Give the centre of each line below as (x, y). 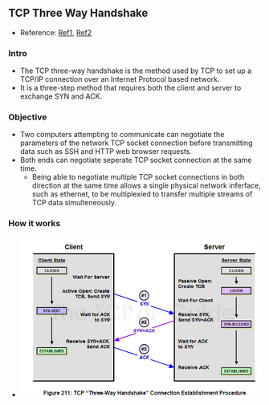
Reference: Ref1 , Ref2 (56, 32)
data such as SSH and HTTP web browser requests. (106, 152)
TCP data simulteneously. (74, 203)
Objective (28, 117)
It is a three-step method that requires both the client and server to (130, 88)
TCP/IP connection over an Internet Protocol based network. (120, 79)
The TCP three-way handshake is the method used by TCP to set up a (136, 71)
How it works (35, 224)
